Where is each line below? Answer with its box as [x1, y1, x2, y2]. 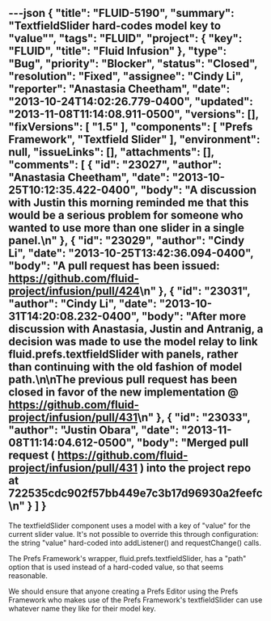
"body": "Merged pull [136, 436, 249, 450]
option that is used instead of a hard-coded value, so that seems [8, 562, 224, 572]
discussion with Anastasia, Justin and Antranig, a [8, 323, 264, 336]
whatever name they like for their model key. [8, 603, 156, 613]
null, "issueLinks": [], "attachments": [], [8, 146, 214, 159]
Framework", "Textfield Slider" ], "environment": [8, 133, 260, 146]
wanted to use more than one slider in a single [8, 222, 245, 235]
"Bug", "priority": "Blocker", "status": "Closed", [8, 57, 258, 71]
